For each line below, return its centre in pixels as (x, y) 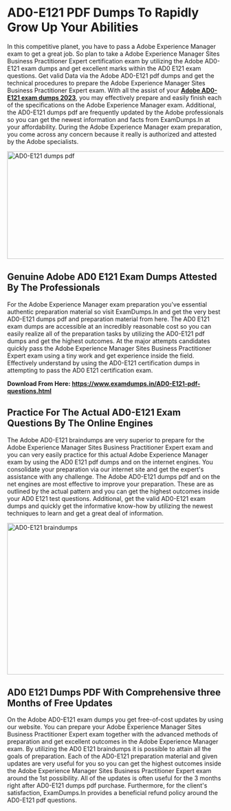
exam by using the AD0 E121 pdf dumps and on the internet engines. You (110, 462)
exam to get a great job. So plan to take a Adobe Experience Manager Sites (113, 54)
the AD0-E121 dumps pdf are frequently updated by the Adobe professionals (115, 112)
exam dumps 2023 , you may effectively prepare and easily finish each (121, 97)
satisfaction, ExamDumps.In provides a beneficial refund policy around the (113, 793)
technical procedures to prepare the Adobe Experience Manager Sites (107, 83)
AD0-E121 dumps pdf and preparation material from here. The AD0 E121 (108, 319)
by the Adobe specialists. (43, 141)
